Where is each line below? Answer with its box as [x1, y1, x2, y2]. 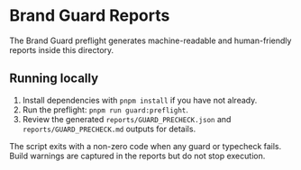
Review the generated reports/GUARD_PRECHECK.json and [22, 113, 232, 124]
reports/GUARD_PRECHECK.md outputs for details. [22, 123, 196, 134]
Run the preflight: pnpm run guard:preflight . [22, 104, 189, 115]
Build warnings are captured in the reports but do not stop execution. [9, 150, 266, 161]
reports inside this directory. [9, 44, 114, 55]
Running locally [9, 71, 99, 86]
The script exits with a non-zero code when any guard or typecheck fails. [9, 140, 282, 151]
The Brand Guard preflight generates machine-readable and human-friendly [9, 35, 292, 46]
